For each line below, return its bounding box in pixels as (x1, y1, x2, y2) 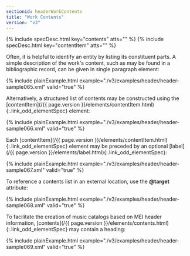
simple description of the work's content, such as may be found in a (6, 59, 171, 67)
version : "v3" (6, 19, 41, 25)
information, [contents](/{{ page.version (6, 220, 103, 227)
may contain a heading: (69, 226, 126, 233)
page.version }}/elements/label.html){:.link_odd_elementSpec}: (15, 149, 167, 156)
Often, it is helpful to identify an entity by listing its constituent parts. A (6, 54, 176, 61)
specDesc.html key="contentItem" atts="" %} (6, 42, 117, 49)
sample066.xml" (6, 125, 46, 132)
